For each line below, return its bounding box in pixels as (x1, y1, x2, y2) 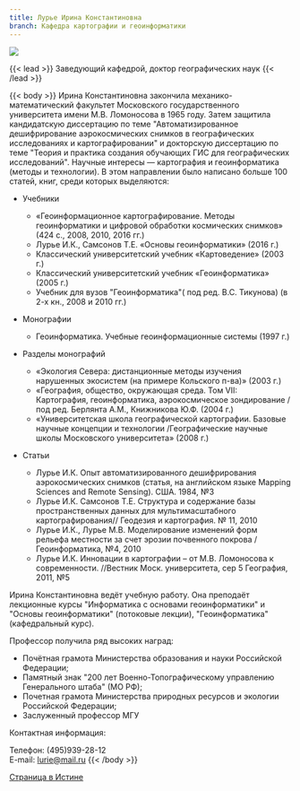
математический (9, 100, 74, 110)
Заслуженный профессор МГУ (21, 709, 140, 720)
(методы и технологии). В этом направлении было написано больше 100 (9, 166, 288, 177)
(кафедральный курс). (9, 618, 95, 629)
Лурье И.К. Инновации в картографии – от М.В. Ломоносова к (35, 552, 275, 563)
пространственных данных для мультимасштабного (35, 505, 236, 516)
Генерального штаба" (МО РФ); (21, 681, 143, 691)
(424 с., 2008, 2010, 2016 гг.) (35, 230, 145, 240)
